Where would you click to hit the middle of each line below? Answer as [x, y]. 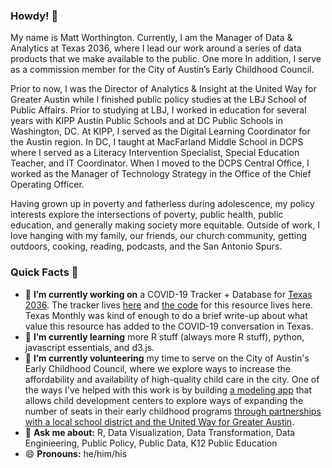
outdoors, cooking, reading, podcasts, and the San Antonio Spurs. [146, 246]
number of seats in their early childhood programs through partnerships [173, 411]
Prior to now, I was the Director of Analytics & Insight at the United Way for [163, 89]
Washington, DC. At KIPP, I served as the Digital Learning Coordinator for [160, 131]
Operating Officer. [47, 185]
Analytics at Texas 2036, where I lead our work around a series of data [156, 48]
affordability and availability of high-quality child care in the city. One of [172, 379]
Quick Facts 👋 [44, 272]
